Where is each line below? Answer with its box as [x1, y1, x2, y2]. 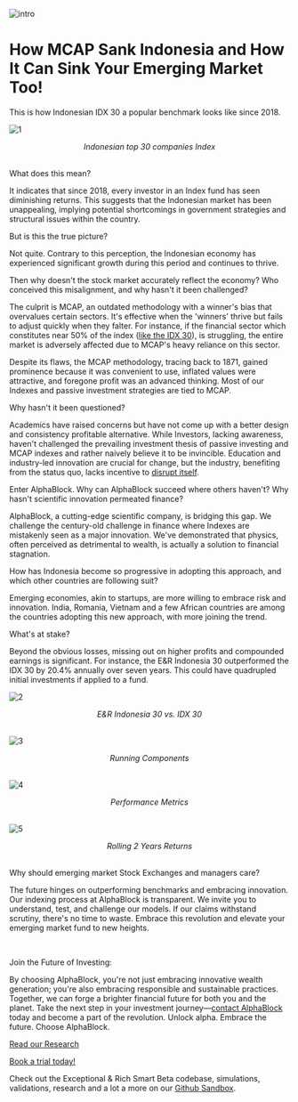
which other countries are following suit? [9, 575, 158, 586]
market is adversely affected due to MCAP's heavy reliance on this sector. [9, 339, 280, 350]
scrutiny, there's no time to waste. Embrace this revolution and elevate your [9, 912, 286, 923]
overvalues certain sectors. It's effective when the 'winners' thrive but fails [9, 311, 283, 321]
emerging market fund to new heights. [9, 922, 149, 933]
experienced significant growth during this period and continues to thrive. [9, 257, 279, 268]
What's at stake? [9, 628, 71, 639]
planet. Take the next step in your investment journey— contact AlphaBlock [9, 1002, 283, 1013]
